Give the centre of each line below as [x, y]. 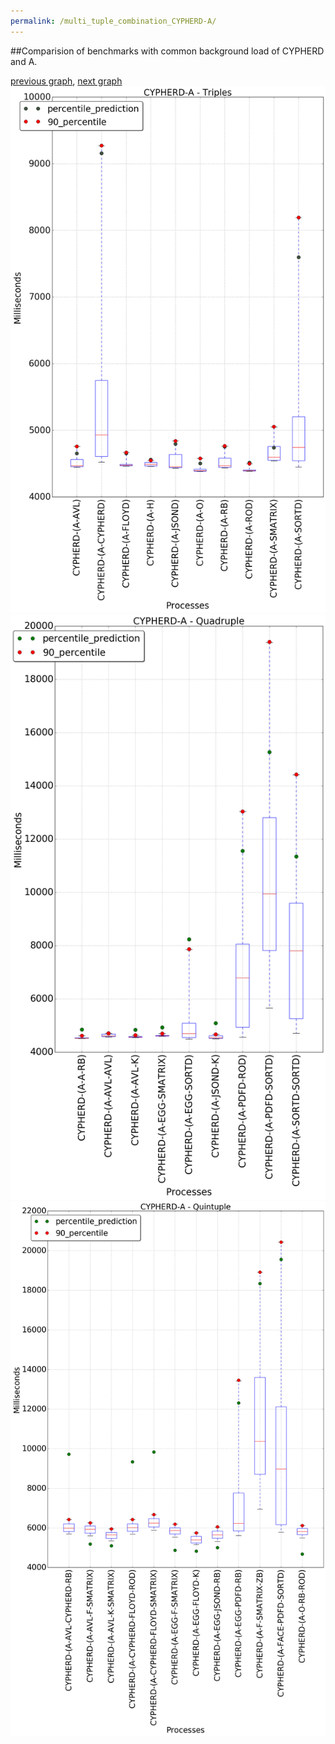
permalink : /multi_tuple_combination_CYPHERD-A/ [113, 21]
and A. [24, 61]
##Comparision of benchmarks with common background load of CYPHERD [167, 51]
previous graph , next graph [66, 81]
